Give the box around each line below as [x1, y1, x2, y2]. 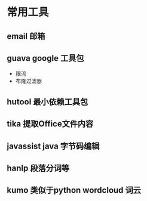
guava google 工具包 [7, 53, 84, 63]
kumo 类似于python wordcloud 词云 [7, 185, 141, 196]
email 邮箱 [7, 31, 45, 41]
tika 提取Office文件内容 [7, 119, 94, 129]
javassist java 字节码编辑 [7, 141, 100, 151]
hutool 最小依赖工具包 [7, 97, 88, 107]
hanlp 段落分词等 [7, 163, 70, 173]
